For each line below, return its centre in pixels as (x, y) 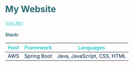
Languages (91, 47)
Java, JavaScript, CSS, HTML (92, 56)
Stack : (12, 34)
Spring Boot (38, 56)
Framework (38, 47)
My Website (31, 9)
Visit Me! (14, 23)
